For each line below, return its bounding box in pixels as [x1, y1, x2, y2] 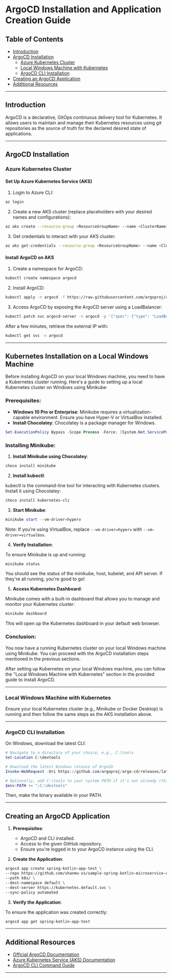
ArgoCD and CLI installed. [20, 835, 75, 841]
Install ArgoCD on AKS [5, 254, 54, 260]
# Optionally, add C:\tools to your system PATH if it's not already [5, 778, 157, 784]
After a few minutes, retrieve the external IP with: [5, 323, 109, 329]
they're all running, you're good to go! [5, 576, 85, 582]
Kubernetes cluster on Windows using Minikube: [5, 384, 107, 390]
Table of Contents [5, 35, 64, 44]
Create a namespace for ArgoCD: [12, 266, 83, 272]
